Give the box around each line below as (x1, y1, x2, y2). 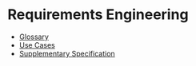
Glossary (18, 32, 50, 41)
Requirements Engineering (7, 6, 189, 24)
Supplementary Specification (18, 49, 115, 58)
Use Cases (18, 40, 55, 49)
